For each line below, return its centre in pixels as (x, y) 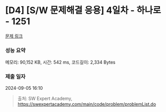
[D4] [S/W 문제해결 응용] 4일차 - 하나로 (83, 10)
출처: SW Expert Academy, (45, 98)
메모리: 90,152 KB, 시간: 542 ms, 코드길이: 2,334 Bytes (60, 62)
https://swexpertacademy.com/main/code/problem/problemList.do (87, 104)
